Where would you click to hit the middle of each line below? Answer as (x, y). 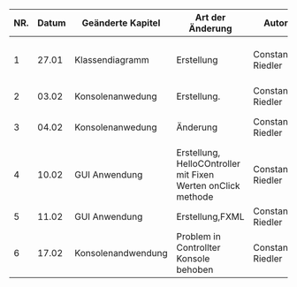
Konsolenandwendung (121, 253)
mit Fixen (195, 174)
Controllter (198, 248)
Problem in (198, 236)
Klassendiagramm (112, 60)
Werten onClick (208, 186)
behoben (195, 270)
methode (195, 196)
